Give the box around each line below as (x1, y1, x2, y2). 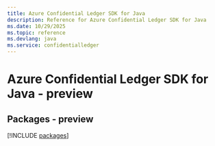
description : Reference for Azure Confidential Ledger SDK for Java (7, 16, 207, 23)
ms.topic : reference (7, 29, 66, 36)
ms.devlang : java (7, 36, 57, 42)
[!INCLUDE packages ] (7, 132, 69, 139)
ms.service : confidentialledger (7, 42, 99, 49)
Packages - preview (7, 113, 94, 125)
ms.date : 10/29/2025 (7, 23, 66, 29)
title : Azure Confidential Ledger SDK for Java (7, 10, 146, 17)
